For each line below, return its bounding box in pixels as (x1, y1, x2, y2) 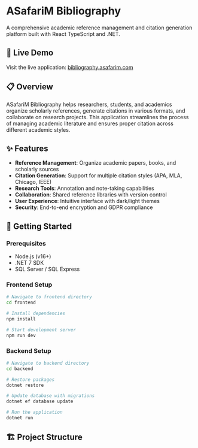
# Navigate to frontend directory (6, 294, 93, 300)
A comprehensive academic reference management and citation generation (6, 24, 193, 31)
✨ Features (6, 143, 48, 153)
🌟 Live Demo (6, 48, 54, 58)
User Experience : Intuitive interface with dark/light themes (14, 198, 160, 205)
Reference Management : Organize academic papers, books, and (14, 159, 176, 167)
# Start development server (6, 326, 77, 333)
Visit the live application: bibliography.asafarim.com (6, 63, 133, 71)
